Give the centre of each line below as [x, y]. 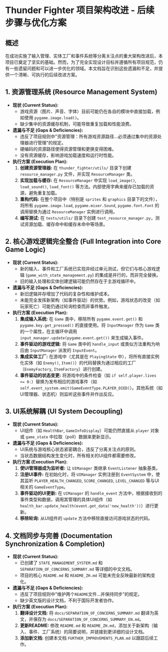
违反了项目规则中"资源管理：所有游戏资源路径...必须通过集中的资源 [88, 136]
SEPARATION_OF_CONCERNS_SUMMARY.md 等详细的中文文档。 [77, 569]
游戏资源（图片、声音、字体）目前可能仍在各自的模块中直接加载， [88, 111]
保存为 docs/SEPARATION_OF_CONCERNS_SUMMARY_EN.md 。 [88, 619]
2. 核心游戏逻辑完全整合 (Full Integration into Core [83, 241]
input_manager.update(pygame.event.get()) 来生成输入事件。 [83, 338]
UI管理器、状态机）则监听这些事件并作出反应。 [68, 394]
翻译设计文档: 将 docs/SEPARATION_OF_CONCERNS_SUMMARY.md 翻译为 [87, 613]
